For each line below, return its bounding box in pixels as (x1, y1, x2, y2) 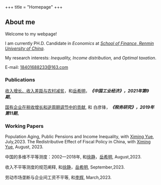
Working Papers (5, 123, 44, 130)
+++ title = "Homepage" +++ (5, 4, 63, 10)
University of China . (5, 46, 45, 51)
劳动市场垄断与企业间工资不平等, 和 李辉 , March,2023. (5, 174, 112, 181)
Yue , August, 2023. (5, 144, 44, 150)
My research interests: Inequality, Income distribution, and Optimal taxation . (5, 55, 157, 61)
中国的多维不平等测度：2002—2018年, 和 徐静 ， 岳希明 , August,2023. (5, 154, 142, 160)
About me (5, 18, 35, 26)
